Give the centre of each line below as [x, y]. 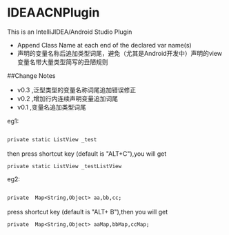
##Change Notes [31, 75]
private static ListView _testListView [64, 166]
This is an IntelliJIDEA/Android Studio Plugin [70, 32]
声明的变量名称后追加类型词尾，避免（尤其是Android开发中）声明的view [120, 53]
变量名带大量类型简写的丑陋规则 [62, 62]
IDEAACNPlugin [53, 13]
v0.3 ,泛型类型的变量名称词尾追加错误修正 [77, 90]
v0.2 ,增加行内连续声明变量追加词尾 [68, 99]
